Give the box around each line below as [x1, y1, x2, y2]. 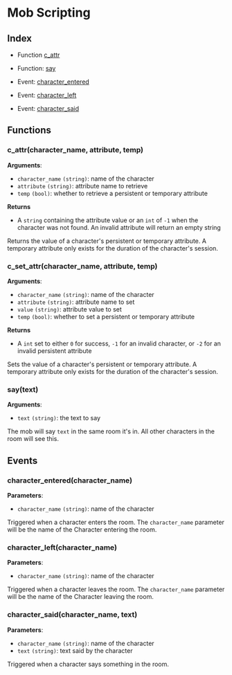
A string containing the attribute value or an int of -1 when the [17, 216, 199, 224]
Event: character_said [17, 105, 80, 112]
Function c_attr [17, 51, 60, 59]
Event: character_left [17, 91, 77, 99]
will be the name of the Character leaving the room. [7, 593, 154, 601]
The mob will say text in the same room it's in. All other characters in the [7, 427, 215, 435]
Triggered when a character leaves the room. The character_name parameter [7, 585, 225, 593]
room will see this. [7, 435, 59, 443]
